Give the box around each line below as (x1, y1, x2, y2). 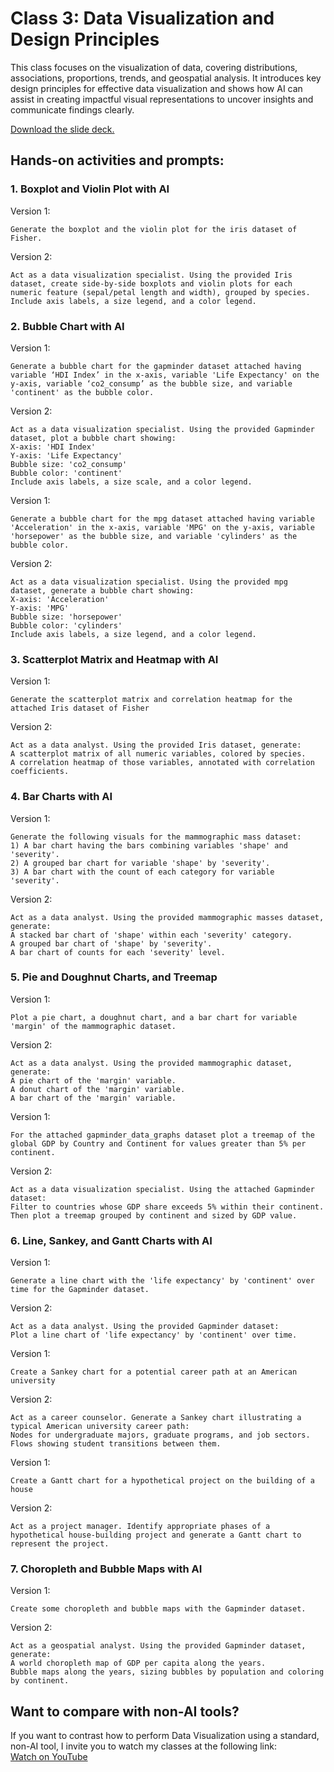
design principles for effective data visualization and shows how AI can (10, 82, 303, 94)
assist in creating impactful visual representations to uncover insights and (10, 93, 314, 105)
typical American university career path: (10, 1422, 190, 1432)
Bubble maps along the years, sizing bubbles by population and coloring (10, 1667, 325, 1677)
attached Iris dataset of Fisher (10, 703, 150, 714)
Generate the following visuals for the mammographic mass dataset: (10, 832, 302, 842)
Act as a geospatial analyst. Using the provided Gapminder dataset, (10, 1641, 307, 1651)
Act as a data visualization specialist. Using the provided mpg (10, 577, 288, 587)
